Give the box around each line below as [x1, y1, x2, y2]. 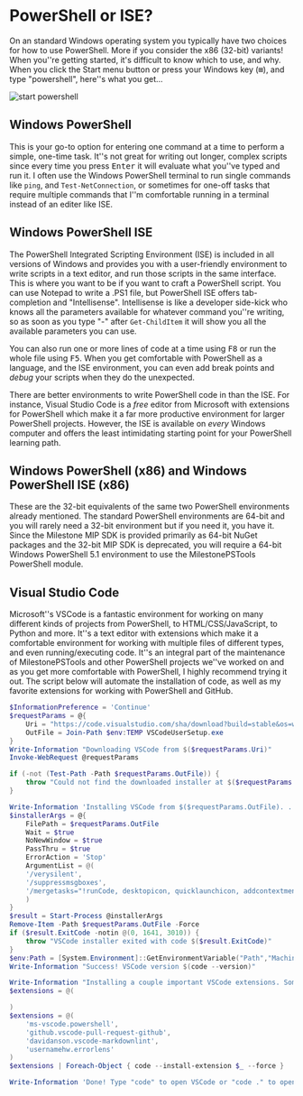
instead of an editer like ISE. [9, 198, 114, 209]
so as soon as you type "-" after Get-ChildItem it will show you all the [9, 316, 267, 327]
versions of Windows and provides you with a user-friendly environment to [9, 258, 288, 269]
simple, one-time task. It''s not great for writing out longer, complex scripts [9, 151, 288, 161]
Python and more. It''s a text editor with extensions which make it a [9, 628, 259, 639]
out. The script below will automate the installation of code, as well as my [9, 676, 281, 686]
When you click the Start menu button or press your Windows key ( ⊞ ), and [9, 64, 285, 75]
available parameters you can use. [9, 326, 137, 336]
